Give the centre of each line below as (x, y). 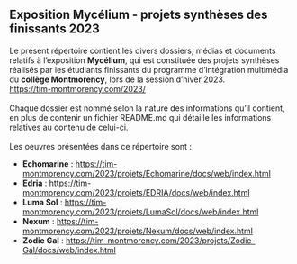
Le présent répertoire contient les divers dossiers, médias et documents (143, 50)
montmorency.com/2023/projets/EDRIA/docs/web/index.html (136, 192)
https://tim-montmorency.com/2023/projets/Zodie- (161, 240)
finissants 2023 (55, 29)
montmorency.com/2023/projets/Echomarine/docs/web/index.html (147, 173)
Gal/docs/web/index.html (69, 250)
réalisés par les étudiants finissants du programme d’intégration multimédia (149, 69)
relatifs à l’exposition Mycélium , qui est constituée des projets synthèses (144, 60)
